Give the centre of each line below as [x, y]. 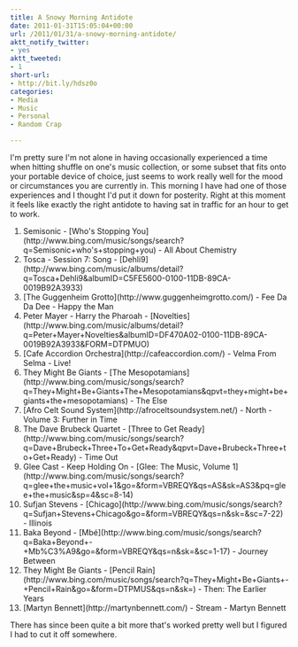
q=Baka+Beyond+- [58, 542]
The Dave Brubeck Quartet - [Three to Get [100, 429]
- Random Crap [36, 125]
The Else [152, 401]
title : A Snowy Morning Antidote [72, 17]
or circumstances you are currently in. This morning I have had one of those [148, 186]
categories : [32, 91]
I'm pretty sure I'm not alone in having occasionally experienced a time [139, 157]
